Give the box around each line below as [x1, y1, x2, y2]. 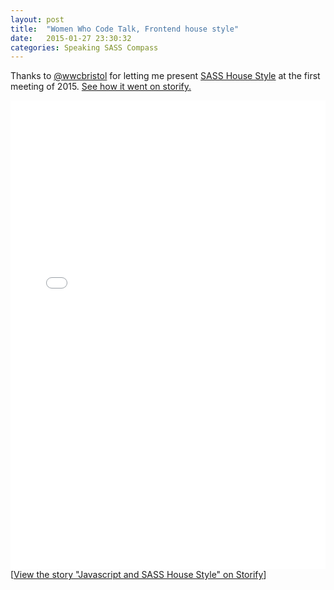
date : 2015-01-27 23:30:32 [10, 33, 132, 43]
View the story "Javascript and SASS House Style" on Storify [13, 569, 264, 581]
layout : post [10, 14, 65, 25]
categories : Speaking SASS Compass [10, 42, 159, 53]
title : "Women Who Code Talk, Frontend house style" [10, 24, 240, 34]
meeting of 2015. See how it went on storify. [10, 81, 192, 93]
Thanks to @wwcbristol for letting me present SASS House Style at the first [10, 70, 321, 82]
